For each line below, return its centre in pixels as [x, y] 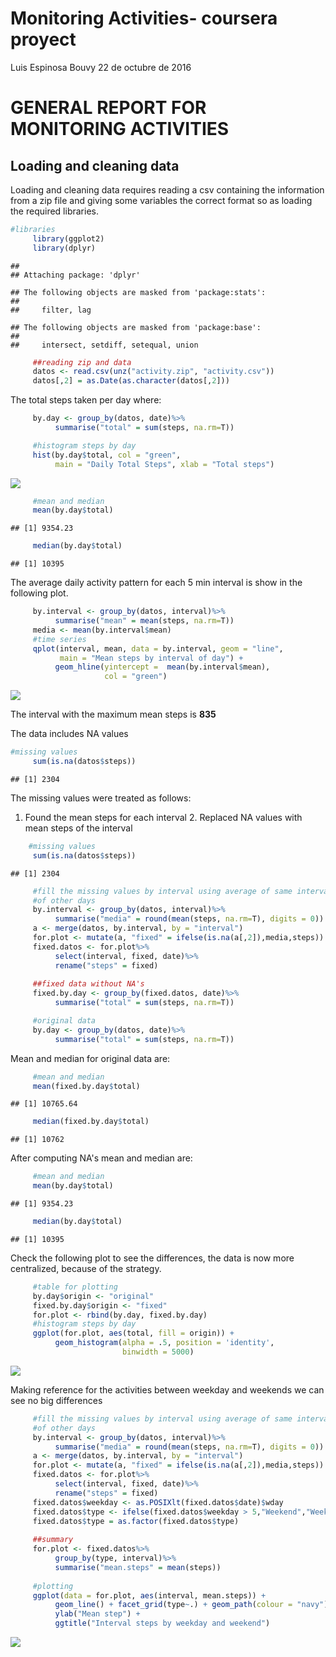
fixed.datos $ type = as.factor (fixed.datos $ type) [136, 1521]
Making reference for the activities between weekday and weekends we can [167, 1389]
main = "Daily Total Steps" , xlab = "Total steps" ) [164, 464]
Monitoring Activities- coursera [144, 18]
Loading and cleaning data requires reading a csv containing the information [167, 189]
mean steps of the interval [78, 828]
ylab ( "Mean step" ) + [97, 1614]
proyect [43, 39]
